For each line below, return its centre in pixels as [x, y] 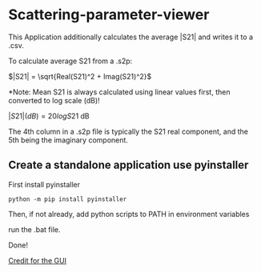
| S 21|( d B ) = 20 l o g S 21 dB [49, 116]
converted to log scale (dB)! [54, 100]
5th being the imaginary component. [68, 140]
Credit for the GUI [37, 260]
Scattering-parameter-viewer [109, 15]
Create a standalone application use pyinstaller [128, 165]
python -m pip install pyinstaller [68, 199]
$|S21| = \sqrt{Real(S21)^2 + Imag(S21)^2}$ [80, 76]
